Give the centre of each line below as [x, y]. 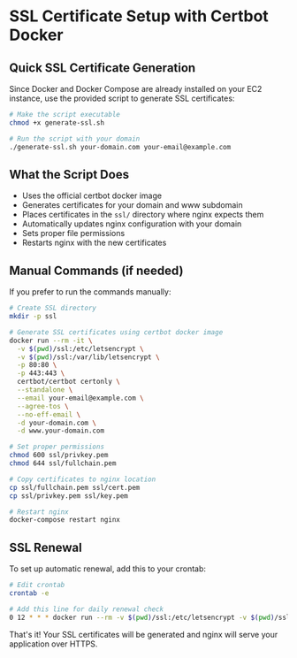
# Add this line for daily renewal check [87, 609]
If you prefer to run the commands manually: [90, 292]
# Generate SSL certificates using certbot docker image [116, 332]
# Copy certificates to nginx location [83, 479]
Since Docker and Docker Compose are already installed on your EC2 [136, 89]
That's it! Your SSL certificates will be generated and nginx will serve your [144, 634]
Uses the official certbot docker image [91, 195]
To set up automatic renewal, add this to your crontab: [107, 569]
